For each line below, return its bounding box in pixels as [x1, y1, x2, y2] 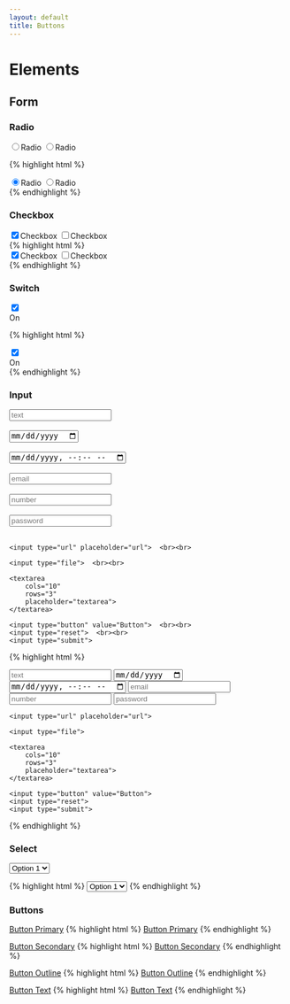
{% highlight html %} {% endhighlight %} [9, 880, 202, 891]
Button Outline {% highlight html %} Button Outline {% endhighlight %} [9, 968, 267, 978]
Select [9, 842, 38, 854]
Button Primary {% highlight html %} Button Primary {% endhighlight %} [9, 924, 271, 935]
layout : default [9, 12, 69, 22]
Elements [9, 59, 80, 80]
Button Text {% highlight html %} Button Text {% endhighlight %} [9, 985, 247, 996]
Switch [9, 282, 40, 294]
